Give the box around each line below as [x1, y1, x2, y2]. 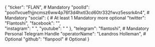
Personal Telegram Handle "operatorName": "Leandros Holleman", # [5, 31, 146, 36]
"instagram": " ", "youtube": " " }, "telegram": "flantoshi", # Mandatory [5, 25, 149, 31]
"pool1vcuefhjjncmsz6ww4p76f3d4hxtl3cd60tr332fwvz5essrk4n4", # [5, 9, 150, 15]
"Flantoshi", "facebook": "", [5, 20, 61, 26]
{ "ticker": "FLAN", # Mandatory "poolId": [5, 4, 90, 10]
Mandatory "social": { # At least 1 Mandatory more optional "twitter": [5, 15, 146, 20]
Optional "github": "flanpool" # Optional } [5, 36, 90, 42]
